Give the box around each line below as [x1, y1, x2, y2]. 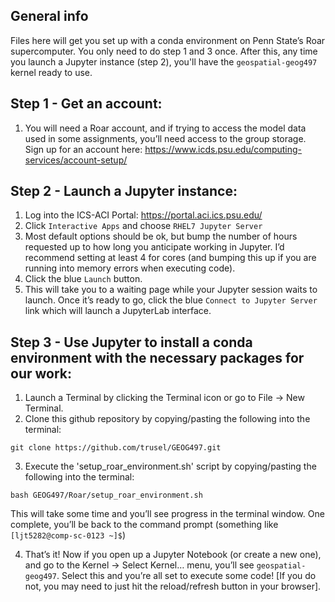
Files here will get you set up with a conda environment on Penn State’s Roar [10, 34, 326, 46]
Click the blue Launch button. [24, 273, 143, 285]
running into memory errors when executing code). [24, 262, 236, 274]
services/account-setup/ [24, 154, 128, 166]
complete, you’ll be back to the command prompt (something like [10, 519, 279, 531]
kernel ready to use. [10, 66, 93, 78]
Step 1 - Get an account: [10, 95, 163, 113]
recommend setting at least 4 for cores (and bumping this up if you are [24, 252, 317, 264]
